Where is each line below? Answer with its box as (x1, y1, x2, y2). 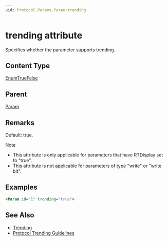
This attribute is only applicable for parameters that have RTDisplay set (12, 152, 163, 158)
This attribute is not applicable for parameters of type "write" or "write (12, 163, 162, 169)
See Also (5, 211, 34, 219)
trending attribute (5, 29, 83, 41)
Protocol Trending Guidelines (12, 230, 74, 236)
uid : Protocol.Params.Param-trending (5, 7, 86, 13)
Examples (5, 183, 38, 192)
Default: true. (5, 132, 33, 138)
